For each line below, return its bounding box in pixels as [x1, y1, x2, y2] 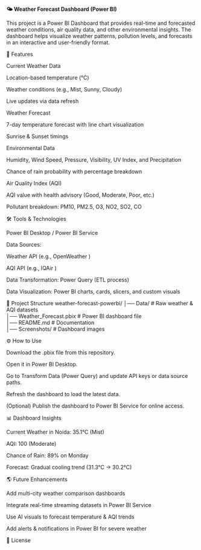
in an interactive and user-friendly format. [6, 39, 110, 46]
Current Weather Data [6, 62, 61, 69]
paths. [6, 379, 22, 386]
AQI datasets [6, 306, 38, 313]
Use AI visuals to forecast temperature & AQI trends [6, 513, 135, 520]
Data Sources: [6, 241, 42, 248]
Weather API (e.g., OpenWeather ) [6, 253, 91, 260]
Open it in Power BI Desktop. [6, 360, 78, 368]
